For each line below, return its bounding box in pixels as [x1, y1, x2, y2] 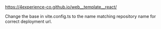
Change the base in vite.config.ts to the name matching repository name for [5, 14, 156, 19]
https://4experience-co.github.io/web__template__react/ [5, 4, 117, 10]
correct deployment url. [5, 19, 52, 24]
